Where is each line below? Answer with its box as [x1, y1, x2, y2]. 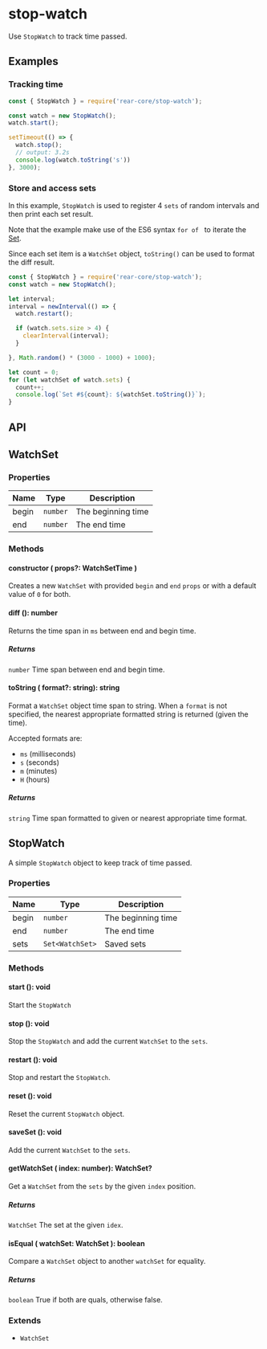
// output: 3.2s [15, 149, 70, 157]
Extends [8, 1315, 42, 1327]
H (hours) [19, 775, 51, 784]
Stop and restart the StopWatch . [8, 1073, 111, 1082]
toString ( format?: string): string [8, 683, 120, 693]
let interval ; [8, 295, 56, 303]
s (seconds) [19, 757, 60, 767]
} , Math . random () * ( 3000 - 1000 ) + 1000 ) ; [8, 354, 156, 362]
